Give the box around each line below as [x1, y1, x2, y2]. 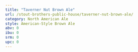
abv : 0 [5, 26, 19, 31]
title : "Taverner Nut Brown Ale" [5, 7, 75, 12]
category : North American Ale [5, 16, 69, 21]
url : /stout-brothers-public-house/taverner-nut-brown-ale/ [5, 12, 134, 17]
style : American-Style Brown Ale [5, 21, 75, 26]
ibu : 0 [5, 30, 19, 35]
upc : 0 [5, 40, 19, 45]
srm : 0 [5, 35, 19, 40]
